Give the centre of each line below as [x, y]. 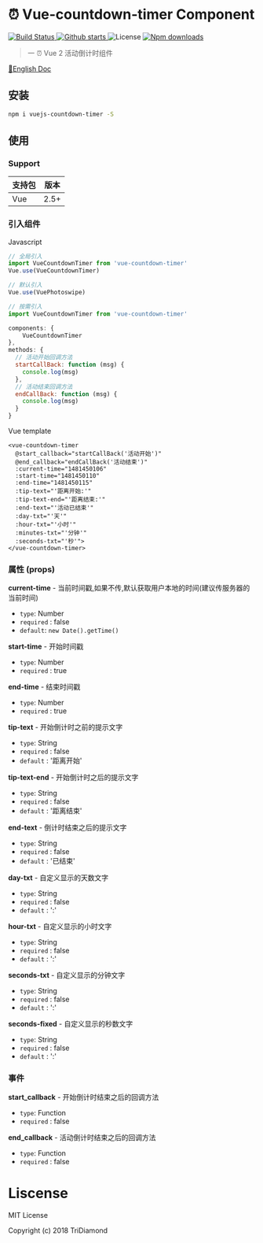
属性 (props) [32, 570]
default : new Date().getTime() [69, 631]
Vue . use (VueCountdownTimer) [54, 271]
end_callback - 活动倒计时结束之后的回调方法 [82, 1137]
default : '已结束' [47, 861]
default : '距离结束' [51, 811]
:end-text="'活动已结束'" [55, 508]
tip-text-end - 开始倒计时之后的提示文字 [73, 778]
